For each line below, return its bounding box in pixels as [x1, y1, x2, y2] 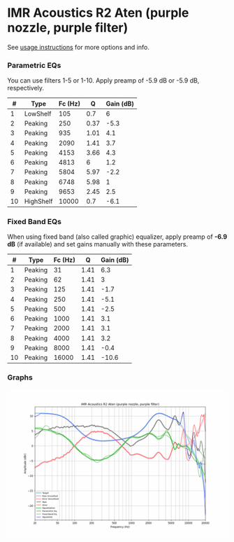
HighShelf [24, 197, 53, 206]
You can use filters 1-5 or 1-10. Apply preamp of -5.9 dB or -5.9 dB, [7, 76, 200, 85]
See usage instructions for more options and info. [7, 43, 150, 51]
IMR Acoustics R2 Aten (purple [7, 5, 189, 21]
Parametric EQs [7, 60, 61, 70]
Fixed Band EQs [7, 216, 61, 226]
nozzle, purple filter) [7, 20, 129, 36]
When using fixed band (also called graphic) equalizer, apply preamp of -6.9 [7, 232, 228, 241]
